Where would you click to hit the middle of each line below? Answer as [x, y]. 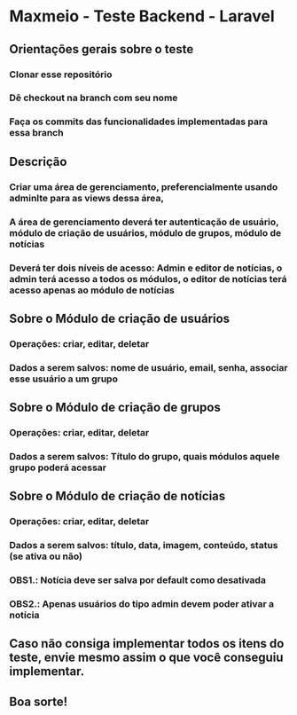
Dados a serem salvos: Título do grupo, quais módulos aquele [145, 456]
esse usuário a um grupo [63, 379]
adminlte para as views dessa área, [86, 198]
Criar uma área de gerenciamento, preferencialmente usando [144, 186]
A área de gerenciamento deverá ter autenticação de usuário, [144, 222]
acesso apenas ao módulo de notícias [92, 290]
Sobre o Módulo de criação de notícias [117, 496]
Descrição [38, 161]
